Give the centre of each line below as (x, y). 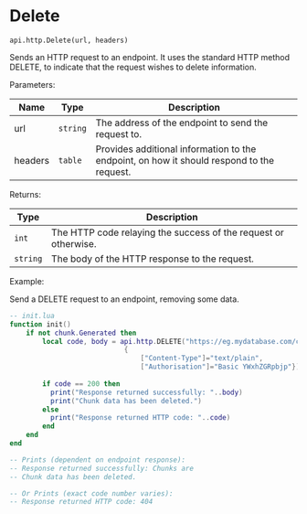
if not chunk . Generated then (81, 333)
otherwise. (74, 243)
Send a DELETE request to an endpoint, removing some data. (124, 299)
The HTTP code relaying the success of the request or (168, 232)
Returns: (26, 194)
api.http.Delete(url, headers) (69, 40)
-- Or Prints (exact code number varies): (91, 493)
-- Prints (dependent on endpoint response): (97, 460)
